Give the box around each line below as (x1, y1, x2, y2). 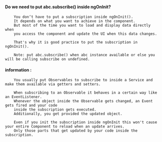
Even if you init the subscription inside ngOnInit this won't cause (14, 120, 158, 125)
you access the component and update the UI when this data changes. (14, 31, 158, 36)
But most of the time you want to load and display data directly (14, 23, 151, 28)
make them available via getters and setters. (5, 82, 101, 87)
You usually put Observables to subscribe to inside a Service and (14, 78, 153, 83)
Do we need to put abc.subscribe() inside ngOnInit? (5, 4, 111, 10)
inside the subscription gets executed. (14, 107, 97, 112)
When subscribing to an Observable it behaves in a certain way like (14, 90, 158, 95)
